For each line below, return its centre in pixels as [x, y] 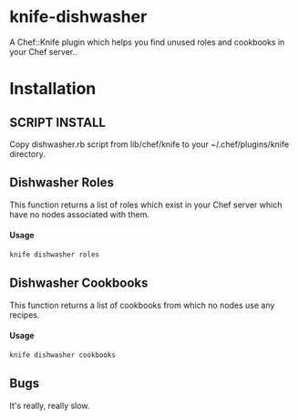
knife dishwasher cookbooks [63, 355]
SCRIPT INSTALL [58, 122]
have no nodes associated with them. [80, 214]
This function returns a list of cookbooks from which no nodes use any [142, 305]
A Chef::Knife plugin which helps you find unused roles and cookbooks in [147, 42]
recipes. [25, 315]
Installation [53, 89]
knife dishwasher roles [55, 254]
